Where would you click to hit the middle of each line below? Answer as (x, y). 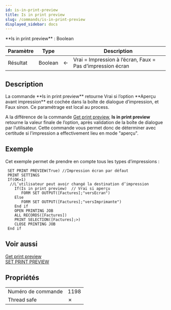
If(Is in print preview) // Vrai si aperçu (62, 189)
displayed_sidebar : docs (32, 24)
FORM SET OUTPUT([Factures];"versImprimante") (72, 202)
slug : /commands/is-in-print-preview (45, 19)
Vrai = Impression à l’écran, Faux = (115, 60)
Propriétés (22, 278)
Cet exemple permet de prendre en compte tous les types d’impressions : (82, 161)
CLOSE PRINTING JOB (35, 224)
